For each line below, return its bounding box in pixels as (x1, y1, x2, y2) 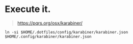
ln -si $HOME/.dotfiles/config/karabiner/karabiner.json (5, 29, 128, 34)
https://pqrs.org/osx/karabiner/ (17, 20, 83, 26)
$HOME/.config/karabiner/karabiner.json (5, 34, 92, 39)
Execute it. (5, 3, 51, 15)
